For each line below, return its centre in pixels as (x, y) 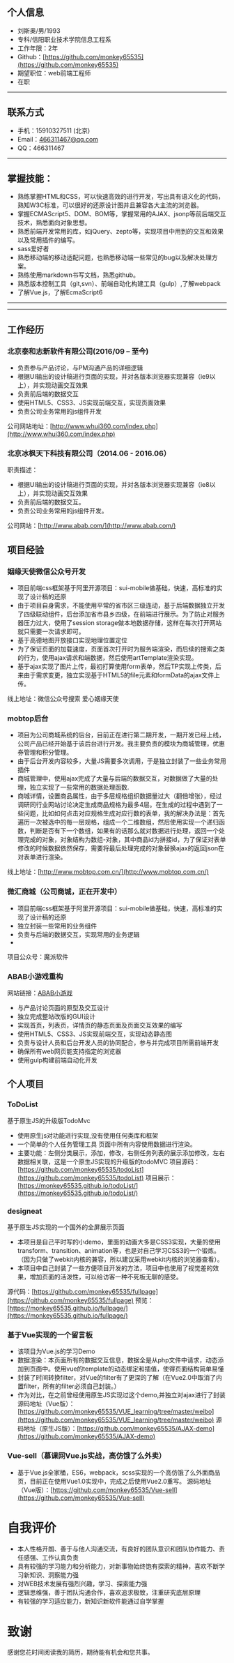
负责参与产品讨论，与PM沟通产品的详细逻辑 (80, 368)
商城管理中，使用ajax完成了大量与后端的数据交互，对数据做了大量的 (115, 778)
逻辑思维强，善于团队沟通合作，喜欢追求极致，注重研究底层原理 (109, 1592)
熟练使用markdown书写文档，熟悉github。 (78, 275)
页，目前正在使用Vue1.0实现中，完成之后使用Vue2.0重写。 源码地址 (114, 1481)
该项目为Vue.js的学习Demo (56, 1351)
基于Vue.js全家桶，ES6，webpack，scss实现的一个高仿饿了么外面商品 (119, 1472)
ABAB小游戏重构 (35, 977)
